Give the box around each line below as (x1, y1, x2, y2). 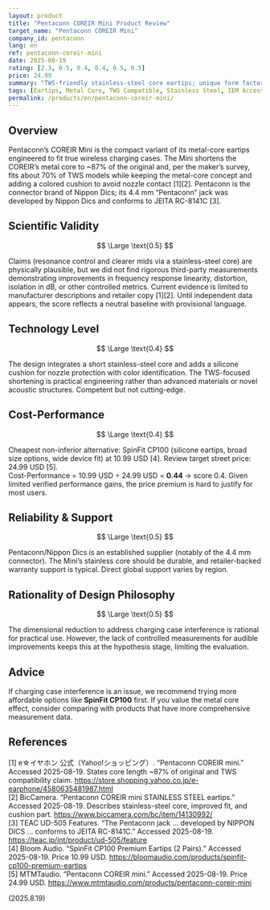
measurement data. (8, 712, 73, 721)
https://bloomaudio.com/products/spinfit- (108, 852, 247, 862)
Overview (8, 124, 59, 137)
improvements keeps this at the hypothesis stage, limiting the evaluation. (8, 642, 249, 651)
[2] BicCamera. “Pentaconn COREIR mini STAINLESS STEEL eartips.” (8, 792, 235, 802)
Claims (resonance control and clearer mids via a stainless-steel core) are (8, 256, 253, 266)
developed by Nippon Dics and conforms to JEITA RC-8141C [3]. (8, 196, 222, 206)
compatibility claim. (8, 775, 73, 785)
